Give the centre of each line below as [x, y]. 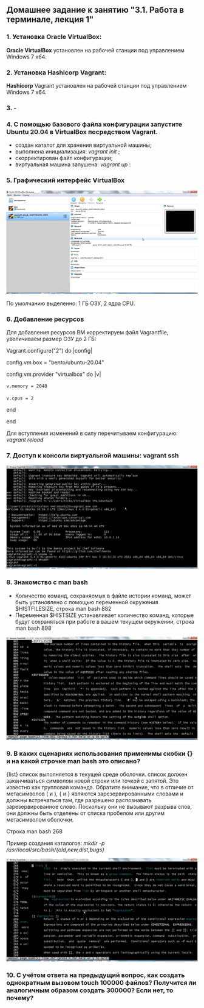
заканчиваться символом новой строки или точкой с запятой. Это [93, 781]
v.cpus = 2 [20, 398]
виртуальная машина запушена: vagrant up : [73, 164]
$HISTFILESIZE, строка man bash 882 [63, 608]
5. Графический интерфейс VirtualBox [66, 180]
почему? [20, 998]
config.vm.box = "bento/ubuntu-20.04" [55, 362]
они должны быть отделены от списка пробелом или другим [86, 813]
